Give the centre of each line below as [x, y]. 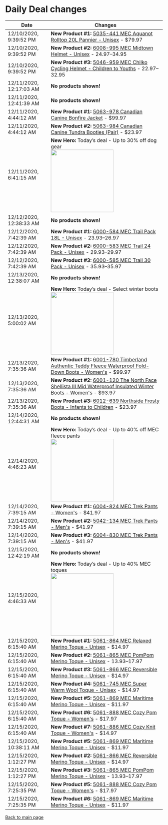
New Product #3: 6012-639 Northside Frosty [105, 401]
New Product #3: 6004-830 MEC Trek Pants [104, 535]
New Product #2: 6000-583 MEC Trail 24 [101, 246]
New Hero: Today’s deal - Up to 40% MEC [101, 564]
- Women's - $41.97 [76, 512]
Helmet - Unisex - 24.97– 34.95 [89, 54]
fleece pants [65, 436]
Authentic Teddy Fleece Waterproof [93, 366]
